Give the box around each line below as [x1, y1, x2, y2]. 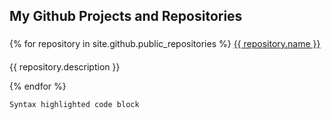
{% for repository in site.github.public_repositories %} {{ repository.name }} [9, 38, 321, 50]
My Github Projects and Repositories [9, 8, 243, 25]
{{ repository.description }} [9, 60, 121, 73]
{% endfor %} [9, 80, 67, 92]
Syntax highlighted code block [9, 99, 140, 109]
